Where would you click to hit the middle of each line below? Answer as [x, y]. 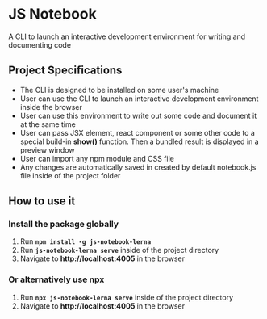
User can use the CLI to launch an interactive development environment [139, 99]
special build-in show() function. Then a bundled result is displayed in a [140, 141]
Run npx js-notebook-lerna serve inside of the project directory [127, 297]
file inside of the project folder [70, 175]
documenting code [40, 44]
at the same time [48, 124]
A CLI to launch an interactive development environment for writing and [127, 36]
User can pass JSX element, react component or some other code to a [138, 132]
